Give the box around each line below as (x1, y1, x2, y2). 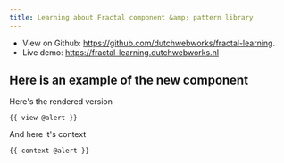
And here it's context (9, 129, 87, 140)
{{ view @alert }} (9, 113, 78, 123)
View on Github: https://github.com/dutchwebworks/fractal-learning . (21, 37, 275, 48)
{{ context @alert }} (9, 146, 90, 156)
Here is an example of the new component (9, 73, 248, 88)
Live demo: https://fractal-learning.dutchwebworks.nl (21, 46, 220, 58)
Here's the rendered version (9, 96, 113, 107)
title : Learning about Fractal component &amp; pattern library (9, 12, 254, 22)
